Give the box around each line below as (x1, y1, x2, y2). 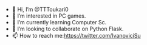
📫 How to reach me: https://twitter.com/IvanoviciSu (12, 32, 141, 39)
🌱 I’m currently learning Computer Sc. (12, 19, 107, 26)
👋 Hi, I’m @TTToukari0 (12, 6, 69, 13)
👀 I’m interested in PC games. (12, 12, 86, 19)
